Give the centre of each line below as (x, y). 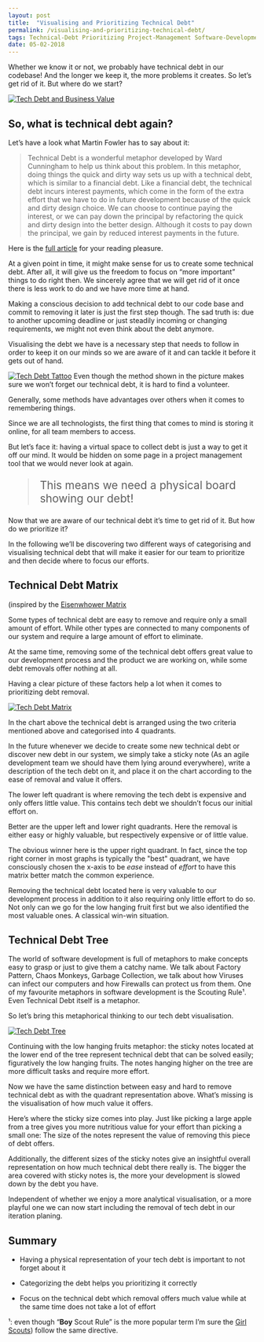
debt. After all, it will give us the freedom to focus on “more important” (122, 271)
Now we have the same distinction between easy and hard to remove (120, 1086)
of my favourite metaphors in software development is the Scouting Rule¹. (127, 992)
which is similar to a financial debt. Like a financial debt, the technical (139, 182)
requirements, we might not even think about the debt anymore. (111, 329)
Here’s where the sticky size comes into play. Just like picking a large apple (130, 1119)
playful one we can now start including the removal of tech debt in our (122, 1208)
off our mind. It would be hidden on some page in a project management (125, 455)
